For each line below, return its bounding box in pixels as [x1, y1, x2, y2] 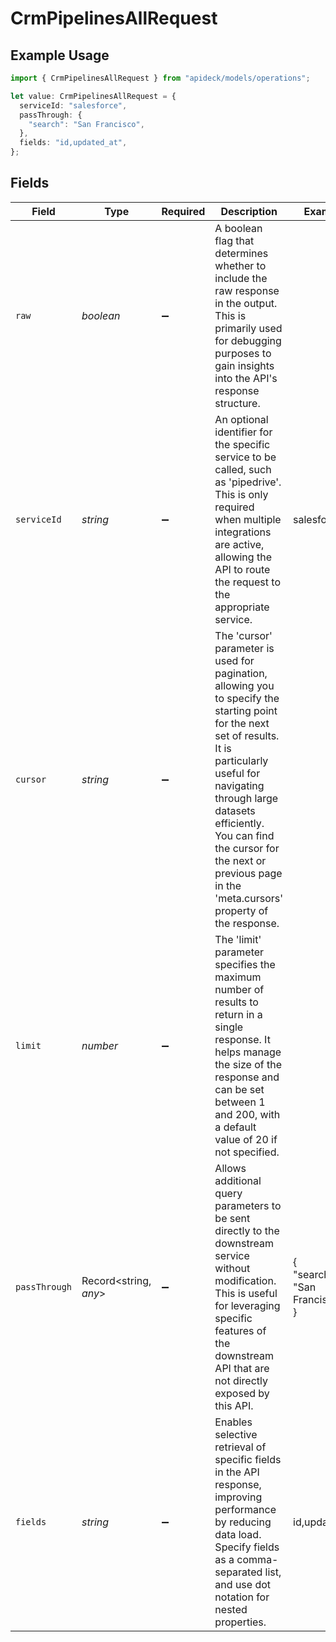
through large [214, 791, 279, 805]
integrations [214, 525, 272, 539]
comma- [236, 1552, 279, 1566]
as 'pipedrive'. [214, 475, 282, 489]
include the [214, 271, 268, 285]
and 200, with [214, 1107, 281, 1121]
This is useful [214, 1286, 278, 1300]
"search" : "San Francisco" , [28, 119, 145, 129]
